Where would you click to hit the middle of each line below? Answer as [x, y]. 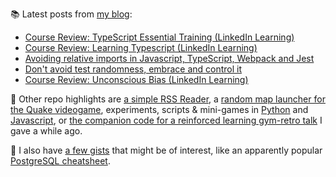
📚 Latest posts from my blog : [71, 14]
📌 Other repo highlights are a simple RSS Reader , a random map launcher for [168, 99]
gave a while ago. [46, 131]
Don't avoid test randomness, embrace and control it [133, 69]
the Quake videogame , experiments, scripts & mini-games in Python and [159, 109]
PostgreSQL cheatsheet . [60, 161]
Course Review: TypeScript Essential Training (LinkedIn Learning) [159, 37]
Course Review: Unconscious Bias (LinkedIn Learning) [136, 79]
